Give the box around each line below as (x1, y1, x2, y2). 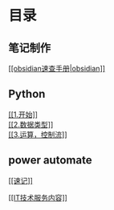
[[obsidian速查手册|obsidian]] (8, 64, 106, 73)
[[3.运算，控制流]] (8, 129, 67, 139)
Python (8, 87, 46, 101)
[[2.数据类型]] (8, 119, 54, 129)
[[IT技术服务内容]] (8, 192, 68, 202)
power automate (8, 153, 92, 168)
